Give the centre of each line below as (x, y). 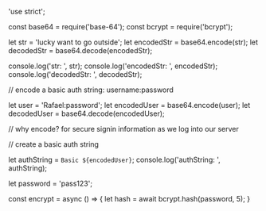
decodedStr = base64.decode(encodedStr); (80, 50)
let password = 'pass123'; (51, 183)
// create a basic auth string (54, 144)
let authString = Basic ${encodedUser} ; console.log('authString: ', (114, 159)
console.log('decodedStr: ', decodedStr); (75, 74)
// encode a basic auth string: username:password (91, 90)
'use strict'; (27, 12)
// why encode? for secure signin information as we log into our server (123, 129)
